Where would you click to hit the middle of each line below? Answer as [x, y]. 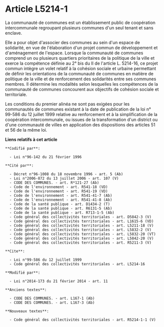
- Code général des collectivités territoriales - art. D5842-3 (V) [81, 217]
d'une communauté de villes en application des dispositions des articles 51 [80, 125]
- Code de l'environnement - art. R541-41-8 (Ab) [61, 200]
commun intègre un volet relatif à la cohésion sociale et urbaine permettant [81, 68]
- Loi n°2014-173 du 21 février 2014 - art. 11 [59, 281]
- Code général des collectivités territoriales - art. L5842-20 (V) [82, 238]
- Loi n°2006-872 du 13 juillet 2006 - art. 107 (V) [64, 178]
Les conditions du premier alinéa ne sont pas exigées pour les [67, 104]
